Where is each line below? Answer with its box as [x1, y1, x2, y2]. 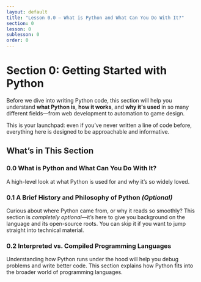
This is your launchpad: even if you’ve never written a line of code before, [6, 121, 192, 129]
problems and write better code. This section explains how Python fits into [6, 262, 194, 269]
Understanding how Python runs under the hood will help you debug [6, 256, 179, 263]
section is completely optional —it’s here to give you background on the [6, 213, 185, 220]
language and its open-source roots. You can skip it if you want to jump [6, 220, 186, 227]
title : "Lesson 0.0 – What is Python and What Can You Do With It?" [6, 15, 185, 21]
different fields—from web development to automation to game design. [6, 109, 185, 117]
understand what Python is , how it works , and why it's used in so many [6, 103, 189, 110]
